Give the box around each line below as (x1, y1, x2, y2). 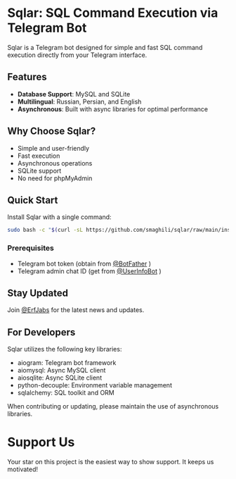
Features (7, 71, 47, 83)
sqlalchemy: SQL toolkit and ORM (17, 389, 114, 397)
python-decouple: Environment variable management (17, 381, 172, 390)
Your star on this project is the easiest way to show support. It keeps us (7, 458, 214, 466)
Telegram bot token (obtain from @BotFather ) (17, 259, 152, 268)
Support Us (7, 435, 75, 450)
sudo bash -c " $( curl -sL (7, 227, 83, 234)
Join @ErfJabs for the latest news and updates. (7, 306, 145, 314)
